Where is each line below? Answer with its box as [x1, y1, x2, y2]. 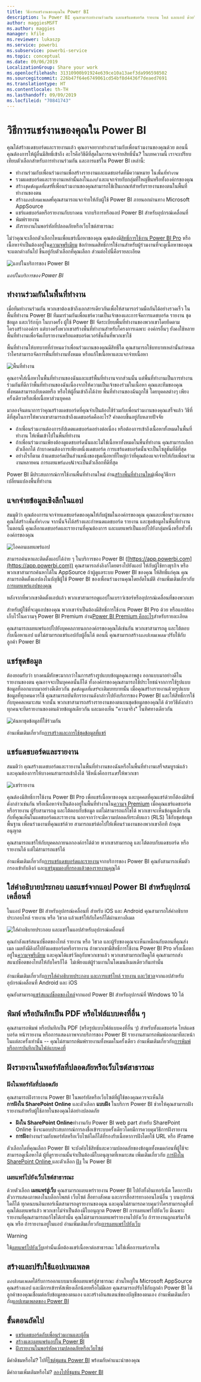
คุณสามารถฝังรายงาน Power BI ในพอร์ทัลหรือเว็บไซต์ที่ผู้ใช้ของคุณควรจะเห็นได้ [7, 1094, 164, 1101]
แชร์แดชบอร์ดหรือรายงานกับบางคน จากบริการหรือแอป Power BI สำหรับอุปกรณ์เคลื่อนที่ [15, 209, 188, 216]
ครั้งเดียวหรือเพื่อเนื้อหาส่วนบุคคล [7, 395, 71, 402]
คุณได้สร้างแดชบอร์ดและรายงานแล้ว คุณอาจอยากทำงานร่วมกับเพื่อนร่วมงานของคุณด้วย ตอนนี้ [7, 143, 188, 151]
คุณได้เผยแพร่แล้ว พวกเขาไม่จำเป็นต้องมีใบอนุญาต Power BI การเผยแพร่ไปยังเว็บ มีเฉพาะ [7, 1207, 185, 1214]
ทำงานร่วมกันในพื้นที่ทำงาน [7, 289, 86, 299]
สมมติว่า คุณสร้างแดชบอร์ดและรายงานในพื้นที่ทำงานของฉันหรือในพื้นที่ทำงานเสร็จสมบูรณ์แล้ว [7, 762, 188, 770]
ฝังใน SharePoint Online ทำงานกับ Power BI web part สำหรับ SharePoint [15, 1119, 181, 1126]
